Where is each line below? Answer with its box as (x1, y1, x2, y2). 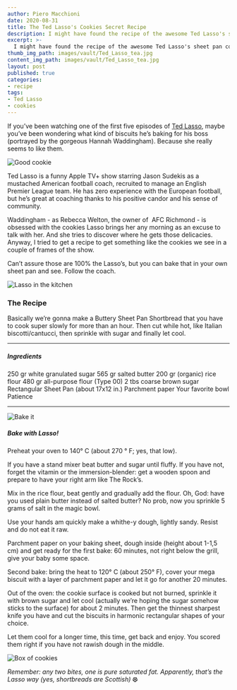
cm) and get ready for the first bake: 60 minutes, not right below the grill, (7, 546, 219, 555)
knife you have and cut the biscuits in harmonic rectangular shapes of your (7, 612, 225, 620)
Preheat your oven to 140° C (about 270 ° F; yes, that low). (7, 447, 178, 455)
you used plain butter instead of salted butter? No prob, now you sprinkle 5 (7, 496, 226, 505)
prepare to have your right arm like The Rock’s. (7, 475, 143, 484)
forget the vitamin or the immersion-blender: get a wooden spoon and (7, 468, 210, 476)
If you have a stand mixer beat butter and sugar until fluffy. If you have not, (7, 460, 224, 469)
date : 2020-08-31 (7, 17, 59, 24)
